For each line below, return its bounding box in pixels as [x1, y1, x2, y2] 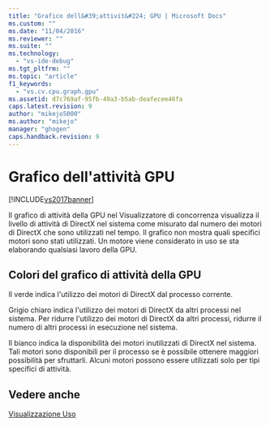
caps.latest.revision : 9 [8, 102, 92, 110]
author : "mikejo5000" [8, 110, 82, 118]
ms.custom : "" [8, 19, 57, 28]
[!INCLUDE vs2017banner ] [8, 194, 95, 204]
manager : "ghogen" [8, 125, 71, 133]
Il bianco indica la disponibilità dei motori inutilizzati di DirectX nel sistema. [8, 338, 257, 348]
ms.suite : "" [8, 42, 53, 50]
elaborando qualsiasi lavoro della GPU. [8, 244, 138, 254]
